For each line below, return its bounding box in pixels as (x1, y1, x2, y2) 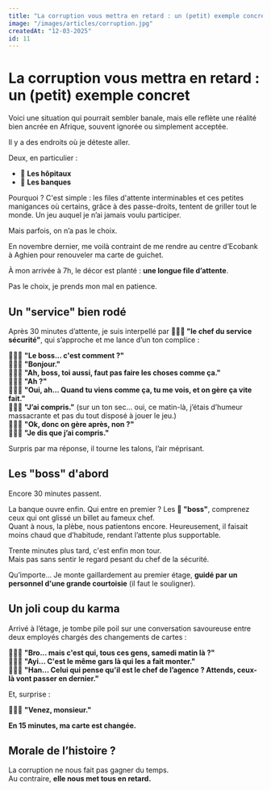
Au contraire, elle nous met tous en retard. (8, 774, 152, 784)
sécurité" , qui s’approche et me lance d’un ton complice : (8, 335, 200, 345)
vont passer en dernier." (15, 673, 99, 683)
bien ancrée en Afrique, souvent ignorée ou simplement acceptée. (8, 122, 228, 132)
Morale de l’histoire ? (8, 744, 116, 758)
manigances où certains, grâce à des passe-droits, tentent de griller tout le (8, 201, 257, 211)
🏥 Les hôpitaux (19, 169, 72, 179)
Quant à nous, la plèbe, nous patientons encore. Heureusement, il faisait (8, 521, 248, 531)
